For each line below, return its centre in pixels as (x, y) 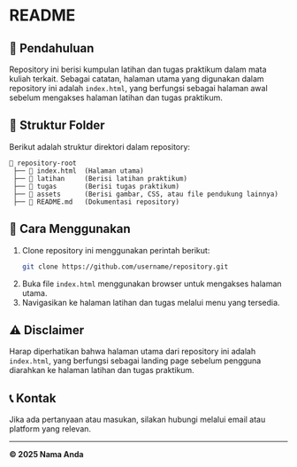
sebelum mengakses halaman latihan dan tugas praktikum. (116, 97)
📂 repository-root (43, 163)
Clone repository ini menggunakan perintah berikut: (116, 250)
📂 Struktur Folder (57, 125)
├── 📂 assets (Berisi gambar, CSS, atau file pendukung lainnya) (145, 194)
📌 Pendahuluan (52, 48)
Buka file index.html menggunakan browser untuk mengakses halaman (152, 284)
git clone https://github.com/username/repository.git (125, 267)
